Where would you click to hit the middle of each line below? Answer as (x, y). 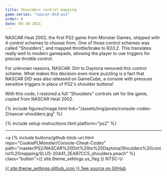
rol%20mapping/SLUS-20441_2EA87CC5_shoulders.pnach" (67, 154)
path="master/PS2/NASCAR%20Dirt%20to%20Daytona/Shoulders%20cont (83, 148)
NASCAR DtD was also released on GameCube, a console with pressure (79, 79)
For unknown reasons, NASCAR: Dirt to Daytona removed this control (76, 68)
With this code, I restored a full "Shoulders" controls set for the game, (77, 94)
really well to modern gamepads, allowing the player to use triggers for (78, 54)
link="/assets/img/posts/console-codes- (110, 109)
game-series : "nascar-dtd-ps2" (38, 14)
